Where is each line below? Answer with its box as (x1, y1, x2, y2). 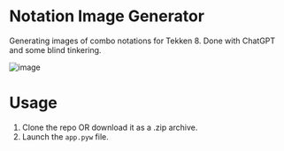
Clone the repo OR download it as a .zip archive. (21, 122, 198, 132)
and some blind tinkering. (9, 44, 102, 55)
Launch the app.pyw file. (21, 131, 109, 142)
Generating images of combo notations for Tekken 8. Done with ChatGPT (9, 35, 276, 46)
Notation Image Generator (9, 6, 205, 26)
